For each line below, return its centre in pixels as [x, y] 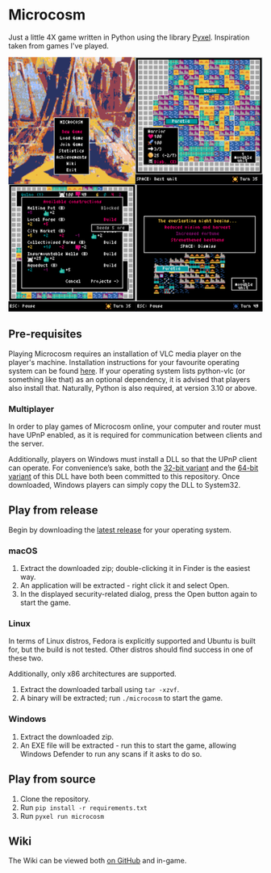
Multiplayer [31, 409]
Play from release [53, 510]
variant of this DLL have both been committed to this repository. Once [124, 476]
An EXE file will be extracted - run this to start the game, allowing [128, 745]
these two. [26, 658]
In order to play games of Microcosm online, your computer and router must [135, 426]
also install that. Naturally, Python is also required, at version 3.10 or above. [133, 388]
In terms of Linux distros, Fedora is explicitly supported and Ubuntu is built [132, 641]
